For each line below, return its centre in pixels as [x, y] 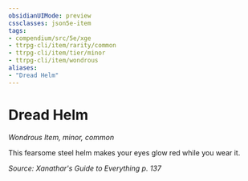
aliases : [23, 68]
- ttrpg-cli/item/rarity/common [62, 46]
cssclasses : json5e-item [50, 23]
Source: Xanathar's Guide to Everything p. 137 [85, 168]
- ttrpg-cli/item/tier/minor [57, 53]
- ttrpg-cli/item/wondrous [53, 61]
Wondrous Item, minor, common [61, 137]
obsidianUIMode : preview [50, 16]
